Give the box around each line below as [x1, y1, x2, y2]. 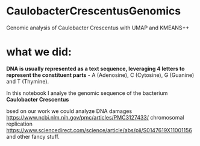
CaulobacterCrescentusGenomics [6, 4, 181, 18]
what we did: [6, 45, 72, 59]
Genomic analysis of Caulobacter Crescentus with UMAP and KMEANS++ [6, 24, 190, 31]
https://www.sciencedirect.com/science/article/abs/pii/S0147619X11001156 [6, 126, 193, 133]
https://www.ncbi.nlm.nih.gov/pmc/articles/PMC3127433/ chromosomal [6, 114, 184, 121]
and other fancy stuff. [6, 133, 60, 140]
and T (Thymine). [6, 78, 49, 85]
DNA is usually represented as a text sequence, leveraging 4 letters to [6, 65, 185, 72]
